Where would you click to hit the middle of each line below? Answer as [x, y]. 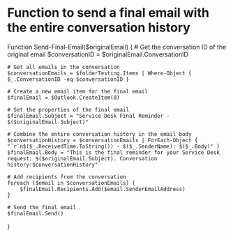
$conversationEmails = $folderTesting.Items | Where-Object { [99, 73]
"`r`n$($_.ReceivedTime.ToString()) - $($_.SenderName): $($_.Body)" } [113, 146]
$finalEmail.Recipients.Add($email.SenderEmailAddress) [103, 189]
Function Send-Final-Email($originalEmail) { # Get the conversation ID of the [117, 47]
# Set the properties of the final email [68, 109]
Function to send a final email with [108, 13]
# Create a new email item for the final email [78, 91]
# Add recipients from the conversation [67, 177]
